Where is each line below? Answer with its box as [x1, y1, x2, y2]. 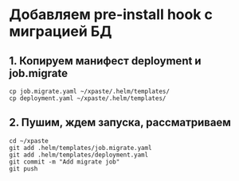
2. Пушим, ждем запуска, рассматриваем [9, 116, 232, 129]
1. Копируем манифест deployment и [9, 54, 202, 67]
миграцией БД [9, 22, 112, 40]
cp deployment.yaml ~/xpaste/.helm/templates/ [9, 94, 167, 102]
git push [9, 164, 38, 172]
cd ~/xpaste [9, 137, 49, 144]
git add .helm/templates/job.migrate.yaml [9, 144, 152, 152]
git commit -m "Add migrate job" [9, 157, 120, 166]
